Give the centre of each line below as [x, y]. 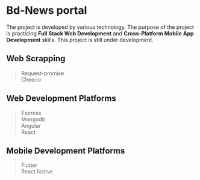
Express [31, 113]
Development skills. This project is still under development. [80, 40]
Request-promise [42, 73]
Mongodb [33, 119]
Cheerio [31, 79]
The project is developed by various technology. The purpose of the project [100, 27]
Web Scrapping [36, 58]
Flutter [29, 165]
